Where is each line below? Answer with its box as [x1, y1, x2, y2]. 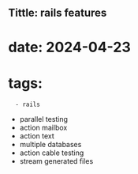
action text [19, 130, 55, 141]
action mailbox [19, 123, 68, 132]
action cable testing [19, 148, 84, 157]
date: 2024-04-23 [8, 38, 132, 56]
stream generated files [19, 156, 94, 165]
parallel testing [19, 114, 69, 123]
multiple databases [19, 139, 82, 149]
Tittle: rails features [8, 6, 107, 20]
